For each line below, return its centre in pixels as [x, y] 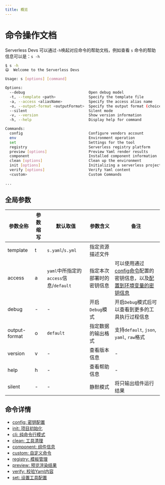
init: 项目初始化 [27, 428]
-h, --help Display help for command [75, 120]
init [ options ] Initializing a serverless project [85, 165]
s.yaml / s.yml [62, 250]
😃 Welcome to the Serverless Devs [42, 70]
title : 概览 [16, 10]
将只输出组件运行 [135, 383]
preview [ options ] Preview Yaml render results [79, 152]
